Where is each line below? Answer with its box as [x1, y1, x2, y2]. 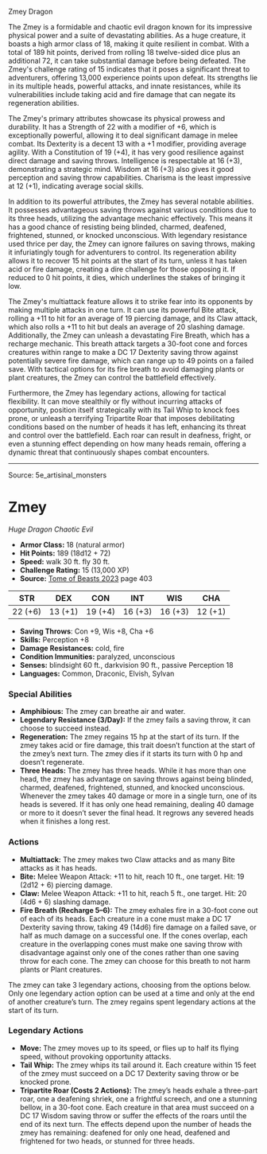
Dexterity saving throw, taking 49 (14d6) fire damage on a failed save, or [19, 922, 257, 932]
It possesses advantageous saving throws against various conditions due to [8, 205, 257, 214]
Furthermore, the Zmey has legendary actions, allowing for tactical [8, 388, 226, 397]
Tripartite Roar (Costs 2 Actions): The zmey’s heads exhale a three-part [19, 1086, 258, 1095]
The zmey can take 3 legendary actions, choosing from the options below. [8, 980, 252, 989]
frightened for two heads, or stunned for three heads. [19, 1136, 195, 1145]
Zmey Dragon [8, 7, 53, 16]
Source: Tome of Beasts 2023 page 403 [19, 573, 153, 583]
